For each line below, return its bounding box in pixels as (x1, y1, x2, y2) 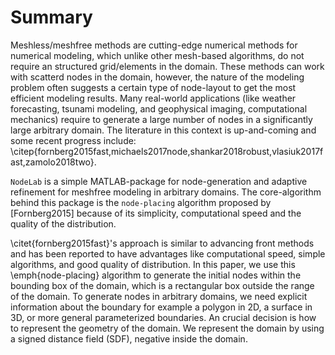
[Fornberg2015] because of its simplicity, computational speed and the (10, 207, 302, 219)
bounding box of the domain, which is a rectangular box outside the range (10, 279, 315, 291)
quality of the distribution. (10, 217, 117, 230)
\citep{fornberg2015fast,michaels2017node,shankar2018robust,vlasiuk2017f (10, 145, 324, 157)
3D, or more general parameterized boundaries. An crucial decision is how (10, 311, 317, 323)
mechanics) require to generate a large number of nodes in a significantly (10, 113, 313, 125)
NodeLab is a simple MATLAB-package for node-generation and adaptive (10, 175, 308, 187)
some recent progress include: (10, 134, 137, 146)
